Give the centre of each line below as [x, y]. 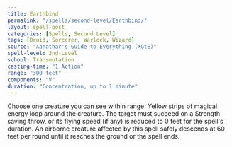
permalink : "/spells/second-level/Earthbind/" [77, 20]
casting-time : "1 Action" [45, 66]
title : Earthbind [33, 14]
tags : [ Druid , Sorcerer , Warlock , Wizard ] [71, 40]
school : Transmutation [41, 60]
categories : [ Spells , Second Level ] [61, 34]
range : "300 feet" [34, 73]
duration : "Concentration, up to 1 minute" [73, 86]
